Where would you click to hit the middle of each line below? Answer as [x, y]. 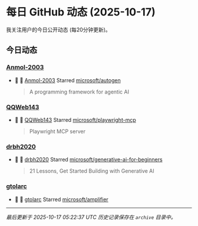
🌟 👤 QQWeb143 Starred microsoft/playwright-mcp [75, 120]
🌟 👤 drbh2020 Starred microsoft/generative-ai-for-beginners [89, 160]
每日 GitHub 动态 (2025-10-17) [81, 12]
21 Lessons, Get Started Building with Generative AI [92, 171]
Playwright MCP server [57, 131]
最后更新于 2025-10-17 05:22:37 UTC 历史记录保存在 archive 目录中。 [91, 217]
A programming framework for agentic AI [79, 92]
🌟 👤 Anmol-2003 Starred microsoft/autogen [67, 80]
